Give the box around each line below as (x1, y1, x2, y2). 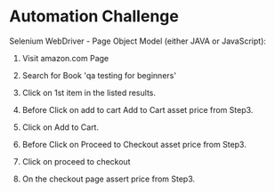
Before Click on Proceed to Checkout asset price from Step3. (21, 139, 247, 149)
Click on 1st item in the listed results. (21, 87, 156, 98)
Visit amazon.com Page (21, 52, 109, 63)
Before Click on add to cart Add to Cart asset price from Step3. (21, 104, 254, 115)
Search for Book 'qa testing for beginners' (21, 69, 176, 81)
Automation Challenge (9, 6, 180, 27)
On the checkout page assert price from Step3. (21, 173, 196, 184)
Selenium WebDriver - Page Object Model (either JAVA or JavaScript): (9, 36, 267, 46)
